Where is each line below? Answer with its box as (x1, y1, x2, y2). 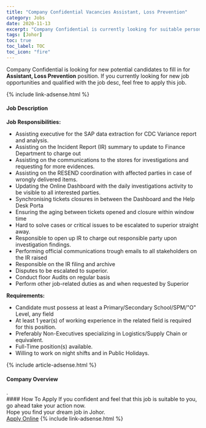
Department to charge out (15, 150, 81, 157)
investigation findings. (15, 240, 72, 248)
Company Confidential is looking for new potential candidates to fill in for (6, 66, 191, 73)
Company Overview (6, 375, 58, 383)
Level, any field (15, 310, 54, 318)
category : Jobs (6, 15, 45, 21)
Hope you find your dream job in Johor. (6, 408, 105, 416)
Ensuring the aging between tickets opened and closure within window (15, 208, 194, 215)
